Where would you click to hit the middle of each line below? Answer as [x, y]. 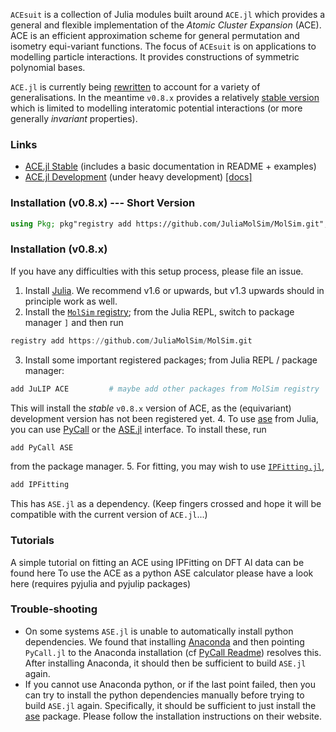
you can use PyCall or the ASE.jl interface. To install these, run [138, 429]
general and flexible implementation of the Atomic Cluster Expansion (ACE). [166, 25]
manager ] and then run [74, 322]
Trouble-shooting [54, 609]
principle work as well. [71, 301]
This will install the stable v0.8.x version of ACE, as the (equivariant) [151, 408]
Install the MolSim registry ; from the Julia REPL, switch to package [159, 311]
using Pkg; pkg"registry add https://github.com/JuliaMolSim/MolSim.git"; [169, 224]
